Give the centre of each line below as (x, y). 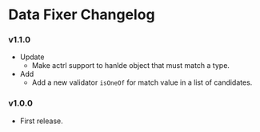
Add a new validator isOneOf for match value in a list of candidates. (142, 82)
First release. (41, 121)
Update (32, 57)
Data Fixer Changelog (82, 15)
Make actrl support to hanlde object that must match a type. (131, 66)
